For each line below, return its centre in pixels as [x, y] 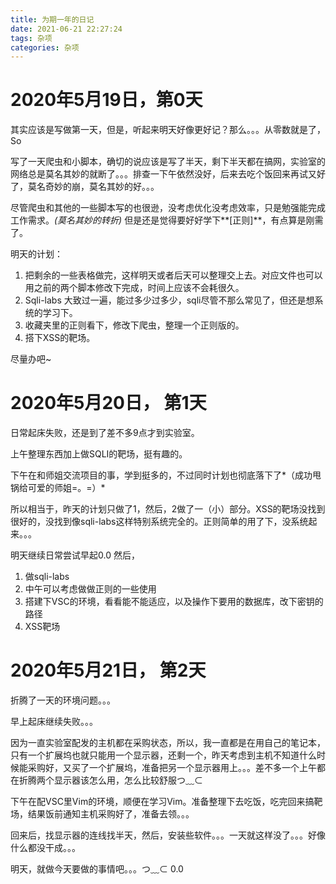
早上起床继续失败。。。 [54, 722]
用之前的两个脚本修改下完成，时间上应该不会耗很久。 [134, 288]
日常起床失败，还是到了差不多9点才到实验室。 [105, 433]
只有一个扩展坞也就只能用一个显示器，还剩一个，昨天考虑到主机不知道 [155, 755]
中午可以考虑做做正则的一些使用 [90, 589]
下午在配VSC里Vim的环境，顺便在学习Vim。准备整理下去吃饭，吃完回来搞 [162, 802]
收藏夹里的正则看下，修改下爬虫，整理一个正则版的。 [134, 325]
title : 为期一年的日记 [52, 19]
